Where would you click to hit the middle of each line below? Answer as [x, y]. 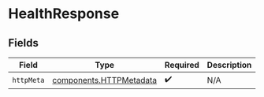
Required [182, 65]
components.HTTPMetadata [105, 80]
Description [229, 65]
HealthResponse [64, 14]
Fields [24, 43]
